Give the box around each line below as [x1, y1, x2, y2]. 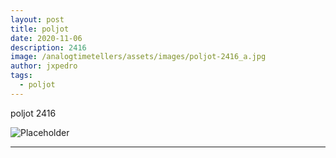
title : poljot [10, 24, 70, 34]
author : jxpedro [10, 61, 78, 71]
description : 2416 [10, 42, 87, 53]
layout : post [10, 14, 65, 25]
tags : [10, 71, 33, 81]
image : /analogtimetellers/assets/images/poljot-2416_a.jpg [10, 52, 267, 62]
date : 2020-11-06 [10, 33, 83, 43]
